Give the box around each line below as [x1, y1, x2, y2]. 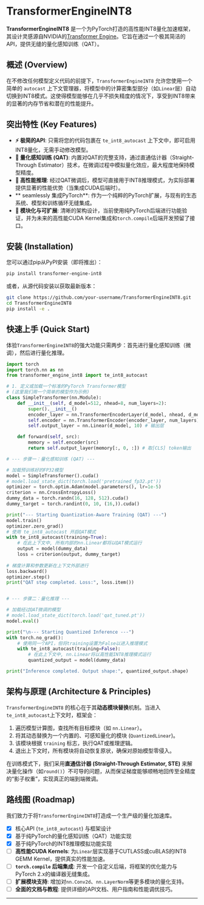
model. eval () [6, 618, 39, 624]
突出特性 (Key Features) [6, 120, 97, 130]
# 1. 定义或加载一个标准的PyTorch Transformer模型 [6, 384, 126, 390]
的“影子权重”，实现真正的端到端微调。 [6, 775, 102, 782]
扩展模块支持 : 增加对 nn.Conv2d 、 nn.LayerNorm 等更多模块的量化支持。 [15, 878, 188, 885]
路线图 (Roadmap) [6, 795, 75, 805]
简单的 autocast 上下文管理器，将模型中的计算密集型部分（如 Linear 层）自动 [6, 84, 197, 92]
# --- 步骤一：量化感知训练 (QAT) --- [6, 456, 95, 462]
